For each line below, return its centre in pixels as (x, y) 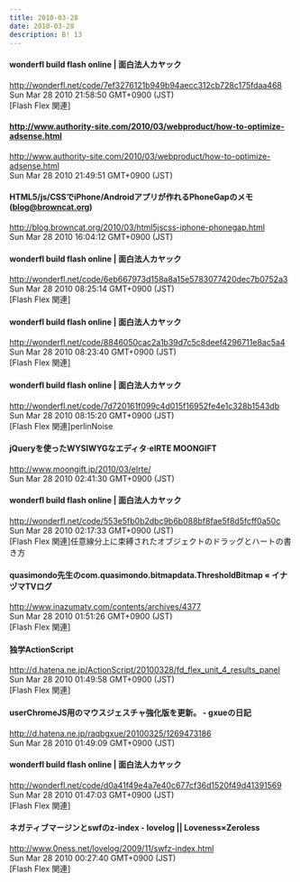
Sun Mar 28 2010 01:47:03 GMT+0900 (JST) (92, 795)
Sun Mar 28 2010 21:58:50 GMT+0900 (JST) (92, 95)
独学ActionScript (41, 649)
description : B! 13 (46, 34)
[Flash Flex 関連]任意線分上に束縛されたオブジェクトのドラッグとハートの (146, 541)
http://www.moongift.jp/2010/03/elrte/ (80, 469)
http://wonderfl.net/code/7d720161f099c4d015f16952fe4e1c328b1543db (145, 406)
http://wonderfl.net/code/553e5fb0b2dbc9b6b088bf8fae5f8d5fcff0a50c (145, 521)
